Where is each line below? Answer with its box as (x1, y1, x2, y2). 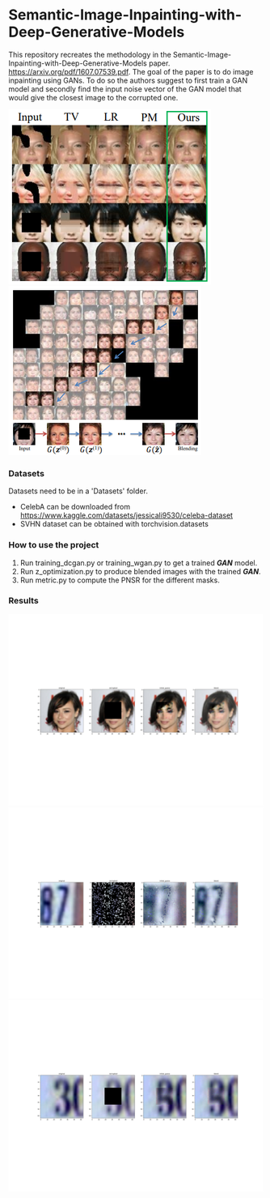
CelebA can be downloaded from (19, 502, 131, 512)
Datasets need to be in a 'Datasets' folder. (8, 486, 148, 496)
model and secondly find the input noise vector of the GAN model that (8, 83, 242, 94)
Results (8, 595, 39, 607)
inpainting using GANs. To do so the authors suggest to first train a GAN (8, 75, 248, 85)
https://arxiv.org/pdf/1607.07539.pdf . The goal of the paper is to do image (8, 66, 254, 76)
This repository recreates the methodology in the (8, 49, 171, 59)
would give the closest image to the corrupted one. (8, 92, 179, 102)
